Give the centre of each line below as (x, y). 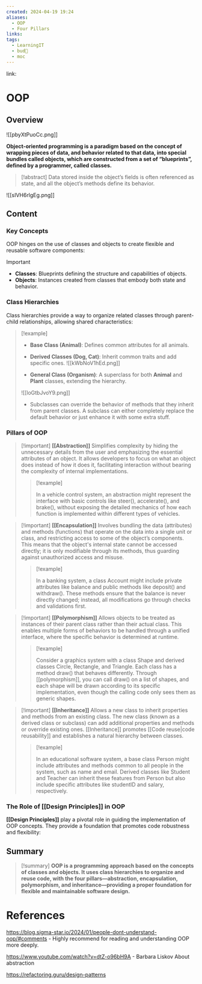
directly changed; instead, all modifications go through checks (113, 599)
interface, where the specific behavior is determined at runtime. (100, 637)
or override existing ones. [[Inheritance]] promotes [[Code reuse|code (108, 729)
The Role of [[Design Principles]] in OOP (66, 806)
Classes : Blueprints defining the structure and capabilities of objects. (101, 274)
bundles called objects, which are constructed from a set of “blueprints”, (99, 159)
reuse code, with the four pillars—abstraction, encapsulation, (99, 879)
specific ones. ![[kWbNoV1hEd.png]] (75, 363)
